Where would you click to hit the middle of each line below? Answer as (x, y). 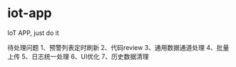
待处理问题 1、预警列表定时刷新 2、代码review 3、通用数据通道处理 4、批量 (118, 47)
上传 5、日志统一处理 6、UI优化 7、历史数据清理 (78, 56)
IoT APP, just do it (33, 33)
